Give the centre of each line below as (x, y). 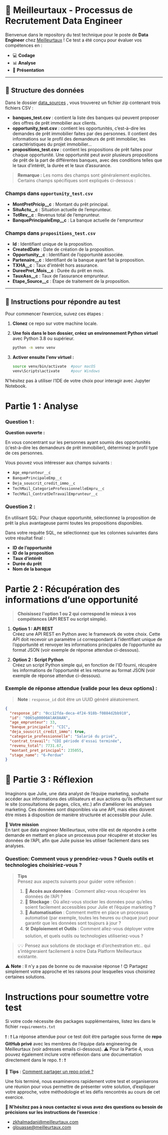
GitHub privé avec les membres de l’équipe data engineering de (71, 1044)
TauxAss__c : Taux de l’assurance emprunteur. (60, 276)
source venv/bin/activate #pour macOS (54, 367)
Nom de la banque (32, 569)
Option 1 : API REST (33, 629)
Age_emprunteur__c (31, 473)
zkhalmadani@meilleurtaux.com (45, 1122)
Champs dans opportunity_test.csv (49, 193)
